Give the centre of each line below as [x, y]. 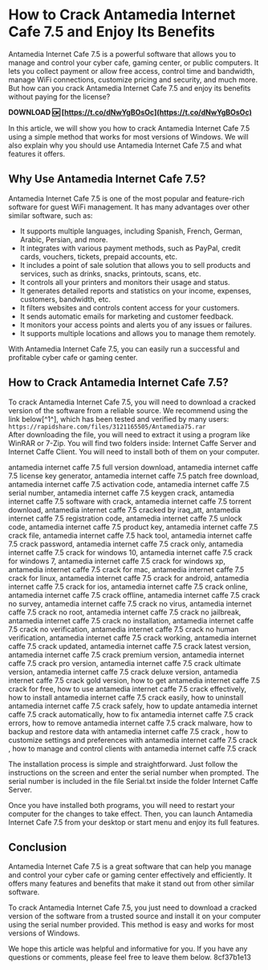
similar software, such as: [51, 215]
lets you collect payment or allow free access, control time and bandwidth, [132, 71]
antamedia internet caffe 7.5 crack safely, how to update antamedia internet [133, 706]
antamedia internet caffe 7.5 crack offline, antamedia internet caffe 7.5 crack [134, 595]
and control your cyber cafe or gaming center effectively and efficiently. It [130, 875]
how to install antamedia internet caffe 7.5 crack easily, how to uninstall [126, 697]
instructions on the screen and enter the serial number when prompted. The [134, 773]
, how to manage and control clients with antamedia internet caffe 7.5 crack [132, 749]
